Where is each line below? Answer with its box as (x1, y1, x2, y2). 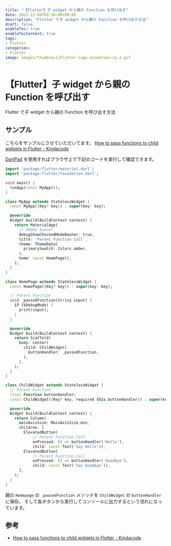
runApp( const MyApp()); (10, 185, 60, 190)
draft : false (5, 21, 33, 27)
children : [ (18, 425, 44, 430)
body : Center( (18, 340, 49, 345)
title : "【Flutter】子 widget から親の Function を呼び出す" (5, 7, 129, 13)
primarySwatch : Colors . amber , (23, 246, 88, 252)
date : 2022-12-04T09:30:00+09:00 (5, 12, 76, 17)
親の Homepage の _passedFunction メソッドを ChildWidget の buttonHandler (5, 492, 162, 498)
